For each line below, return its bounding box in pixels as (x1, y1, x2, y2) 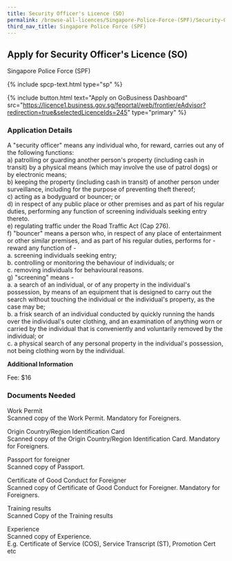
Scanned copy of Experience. (7, 532, 92, 540)
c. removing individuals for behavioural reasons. (7, 266, 144, 274)
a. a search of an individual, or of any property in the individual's (7, 280, 191, 289)
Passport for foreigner (7, 455, 70, 464)
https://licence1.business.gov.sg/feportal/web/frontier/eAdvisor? (23, 101, 206, 109)
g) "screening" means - (7, 274, 75, 282)
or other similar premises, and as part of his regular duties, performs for (7, 236, 212, 245)
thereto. (7, 215, 30, 223)
